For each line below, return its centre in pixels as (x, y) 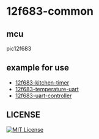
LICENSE (24, 115)
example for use (38, 68)
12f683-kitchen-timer (42, 82)
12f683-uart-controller (43, 96)
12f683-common (50, 11)
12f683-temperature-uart (47, 89)
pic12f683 (19, 48)
